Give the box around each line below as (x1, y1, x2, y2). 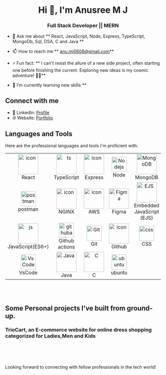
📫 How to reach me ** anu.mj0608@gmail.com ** (12, 48, 115, 54)
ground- (126, 304, 153, 312)
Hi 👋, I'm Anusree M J (38, 4, 128, 16)
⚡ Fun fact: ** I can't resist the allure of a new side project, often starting (12, 60, 160, 66)
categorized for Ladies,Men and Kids (5, 332, 96, 339)
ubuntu (111, 269, 127, 276)
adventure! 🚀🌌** (12, 73, 46, 79)
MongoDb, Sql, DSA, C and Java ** (12, 39, 84, 45)
